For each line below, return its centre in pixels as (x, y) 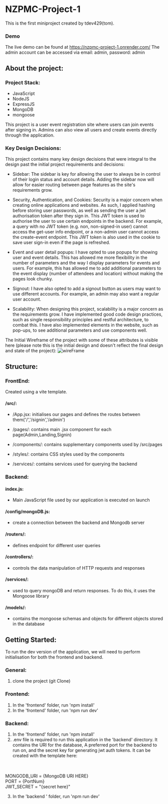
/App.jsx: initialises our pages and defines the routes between (76, 415)
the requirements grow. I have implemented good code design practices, (88, 314)
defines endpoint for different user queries (56, 545)
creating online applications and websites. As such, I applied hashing (84, 205)
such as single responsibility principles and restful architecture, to (80, 320)
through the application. (30, 135)
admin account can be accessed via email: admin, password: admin (75, 52)
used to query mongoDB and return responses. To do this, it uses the (84, 591)
